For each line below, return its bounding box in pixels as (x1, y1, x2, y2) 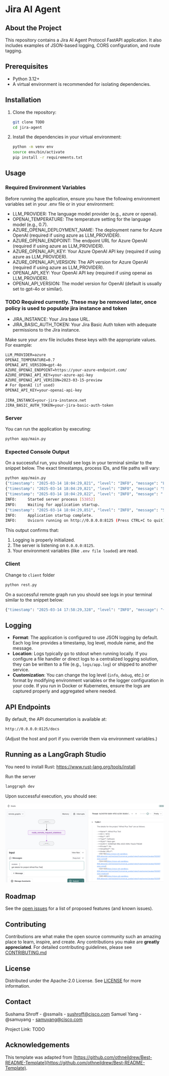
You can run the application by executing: (5, 426, 92, 432)
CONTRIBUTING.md (5, 950, 47, 956)
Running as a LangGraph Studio (5, 750, 107, 759)
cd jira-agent (12, 125, 42, 130)
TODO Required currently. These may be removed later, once (5, 298, 157, 305)
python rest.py (5, 582, 37, 587)
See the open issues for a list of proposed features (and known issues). (5, 905, 153, 911)
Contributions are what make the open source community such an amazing (5, 934, 161, 940)
